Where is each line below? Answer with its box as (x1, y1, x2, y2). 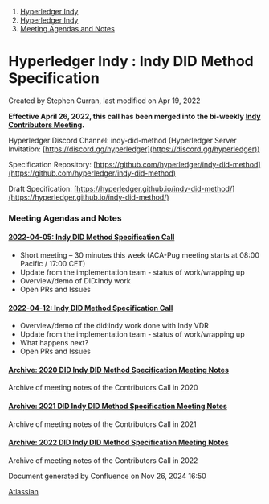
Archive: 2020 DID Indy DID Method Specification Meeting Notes (8, 365, 229, 374)
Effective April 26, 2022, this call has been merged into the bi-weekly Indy (8, 111, 261, 121)
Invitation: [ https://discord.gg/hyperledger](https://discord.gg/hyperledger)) (8, 144, 260, 154)
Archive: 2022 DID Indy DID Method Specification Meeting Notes (8, 438, 229, 448)
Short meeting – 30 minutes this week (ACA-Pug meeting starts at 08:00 (19, 250, 259, 260)
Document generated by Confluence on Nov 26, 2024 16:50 (8, 471, 206, 481)
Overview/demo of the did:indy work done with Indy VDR (19, 321, 209, 331)
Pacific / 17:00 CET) (19, 259, 86, 269)
